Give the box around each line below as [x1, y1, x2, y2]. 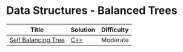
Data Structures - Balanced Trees [6, 4, 178, 18]
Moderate [101, 36, 129, 44]
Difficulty [101, 25, 129, 34]
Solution [70, 25, 96, 34]
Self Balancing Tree [9, 36, 65, 44]
